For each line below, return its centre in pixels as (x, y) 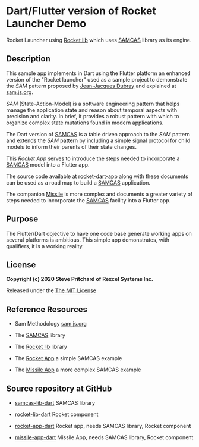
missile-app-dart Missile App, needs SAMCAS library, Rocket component (104, 437)
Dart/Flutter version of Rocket (81, 11)
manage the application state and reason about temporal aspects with (91, 110)
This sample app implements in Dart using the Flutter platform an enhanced (99, 73)
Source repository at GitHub (59, 388)
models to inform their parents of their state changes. (71, 146)
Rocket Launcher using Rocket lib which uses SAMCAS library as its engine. (99, 40)
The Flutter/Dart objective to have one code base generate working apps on (99, 233)
